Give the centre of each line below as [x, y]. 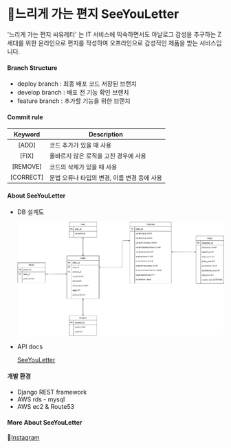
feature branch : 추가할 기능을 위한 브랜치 [74, 101]
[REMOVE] [27, 167]
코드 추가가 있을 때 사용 [80, 145]
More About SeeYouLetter [45, 422]
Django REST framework [52, 392]
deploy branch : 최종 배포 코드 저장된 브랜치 [77, 84]
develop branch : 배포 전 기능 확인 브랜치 [73, 93]
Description [106, 134]
